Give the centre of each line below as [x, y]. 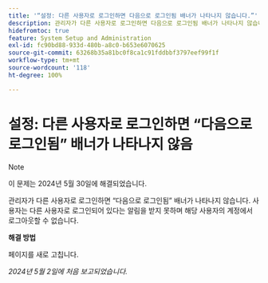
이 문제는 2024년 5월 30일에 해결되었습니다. [78, 183]
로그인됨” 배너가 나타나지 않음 [100, 144]
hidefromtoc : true [39, 30]
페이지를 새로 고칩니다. [43, 254]
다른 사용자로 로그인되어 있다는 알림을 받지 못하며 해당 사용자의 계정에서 [141, 210]
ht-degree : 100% [35, 75]
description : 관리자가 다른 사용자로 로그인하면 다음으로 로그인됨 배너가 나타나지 [126, 23]
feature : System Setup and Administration [80, 38]
